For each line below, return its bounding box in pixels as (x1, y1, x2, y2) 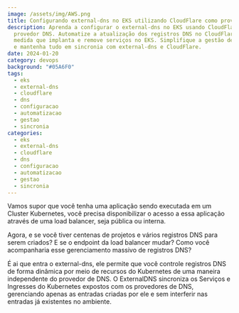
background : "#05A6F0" (7, 63, 75, 70)
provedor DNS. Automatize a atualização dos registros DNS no (14, 30, 202, 38)
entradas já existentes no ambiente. (7, 297, 112, 306)
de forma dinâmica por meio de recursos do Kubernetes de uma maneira (7, 267, 221, 276)
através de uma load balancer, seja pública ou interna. (7, 217, 166, 226)
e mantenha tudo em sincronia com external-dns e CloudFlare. (14, 43, 202, 51)
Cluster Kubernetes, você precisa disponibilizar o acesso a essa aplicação (7, 209, 225, 218)
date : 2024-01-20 (7, 51, 59, 58)
